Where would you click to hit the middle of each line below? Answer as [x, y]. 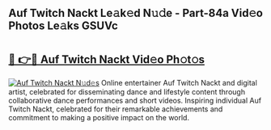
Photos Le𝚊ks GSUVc [64, 26]
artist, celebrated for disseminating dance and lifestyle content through [127, 92]
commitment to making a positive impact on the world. [99, 117]
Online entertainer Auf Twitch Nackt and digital [179, 83]
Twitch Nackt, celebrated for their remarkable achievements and [116, 109]
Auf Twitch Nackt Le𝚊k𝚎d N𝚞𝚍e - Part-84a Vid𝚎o [135, 13]
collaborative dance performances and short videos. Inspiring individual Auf [135, 101]
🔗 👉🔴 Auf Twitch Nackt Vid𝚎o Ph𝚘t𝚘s [106, 59]
